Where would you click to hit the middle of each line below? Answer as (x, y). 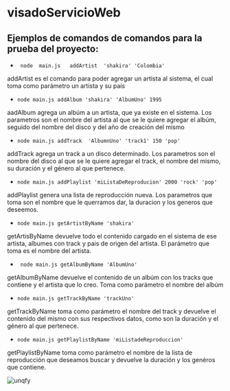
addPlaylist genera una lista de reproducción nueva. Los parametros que (110, 195)
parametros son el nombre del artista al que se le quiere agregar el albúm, (112, 120)
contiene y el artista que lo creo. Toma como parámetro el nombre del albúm (115, 284)
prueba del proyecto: (53, 48)
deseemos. (23, 210)
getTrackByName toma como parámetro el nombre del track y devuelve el (112, 311)
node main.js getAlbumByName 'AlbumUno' (79, 265)
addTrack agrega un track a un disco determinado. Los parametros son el (111, 154)
